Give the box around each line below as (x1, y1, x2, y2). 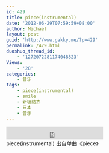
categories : (6, 71, 36, 77)
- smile (17, 93, 36, 99)
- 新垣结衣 (17, 99, 41, 105)
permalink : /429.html (6, 43, 61, 49)
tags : (6, 82, 20, 88)
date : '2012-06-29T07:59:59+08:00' (6, 20, 96, 26)
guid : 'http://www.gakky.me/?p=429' (6, 37, 98, 43)
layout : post (6, 31, 39, 37)
